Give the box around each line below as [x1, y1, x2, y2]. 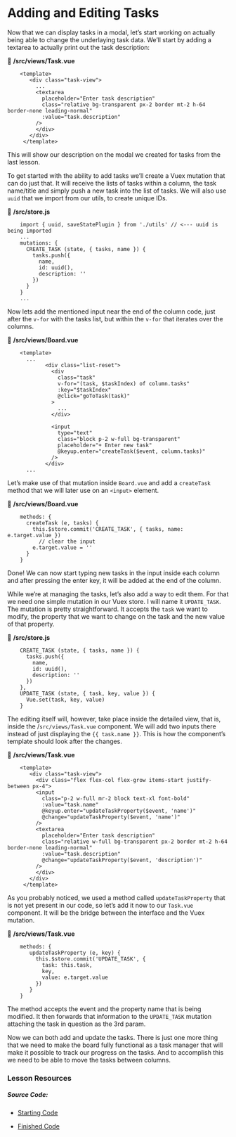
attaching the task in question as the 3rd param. [7, 1020, 146, 1028]
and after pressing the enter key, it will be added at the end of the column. [7, 576, 221, 584]
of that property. [7, 619, 55, 628]
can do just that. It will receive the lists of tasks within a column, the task [7, 179, 216, 187]
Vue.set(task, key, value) [25, 696, 105, 703]
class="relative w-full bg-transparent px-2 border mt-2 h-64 [41, 838, 228, 845]
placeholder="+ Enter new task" [57, 442, 152, 449]
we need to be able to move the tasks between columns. [7, 1055, 171, 1064]
